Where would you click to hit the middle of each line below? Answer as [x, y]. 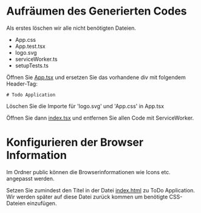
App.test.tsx [30, 46]
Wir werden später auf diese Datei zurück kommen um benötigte [87, 197]
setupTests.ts [32, 66]
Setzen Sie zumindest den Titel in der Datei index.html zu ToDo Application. [101, 190]
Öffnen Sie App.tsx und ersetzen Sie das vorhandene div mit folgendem [96, 77]
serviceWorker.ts [36, 59]
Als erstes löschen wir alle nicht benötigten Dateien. [71, 28]
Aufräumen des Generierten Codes [97, 11]
